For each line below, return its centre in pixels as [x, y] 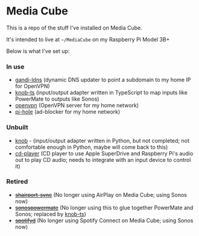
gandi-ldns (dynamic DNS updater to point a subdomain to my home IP [103, 80]
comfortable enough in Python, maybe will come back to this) [91, 147]
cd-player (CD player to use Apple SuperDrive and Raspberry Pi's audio [104, 153]
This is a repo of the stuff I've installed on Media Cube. [74, 28]
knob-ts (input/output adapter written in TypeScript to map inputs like [101, 93]
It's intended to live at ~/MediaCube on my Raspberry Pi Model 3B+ [88, 39]
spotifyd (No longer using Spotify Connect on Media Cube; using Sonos [104, 220]
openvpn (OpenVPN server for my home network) [77, 105]
